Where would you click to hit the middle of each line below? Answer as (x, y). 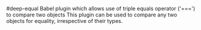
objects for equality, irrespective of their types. (65, 21)
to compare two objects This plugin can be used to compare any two (92, 15)
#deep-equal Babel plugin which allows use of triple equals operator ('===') (101, 9)
